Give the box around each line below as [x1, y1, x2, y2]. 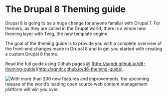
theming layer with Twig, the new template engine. [5, 30, 109, 36]
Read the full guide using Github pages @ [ [5, 60, 94, 66]
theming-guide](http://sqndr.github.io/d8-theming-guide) [5, 66, 123, 72]
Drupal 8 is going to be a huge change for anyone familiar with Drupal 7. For [5, 20, 161, 26]
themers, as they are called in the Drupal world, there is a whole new [5, 25, 146, 31]
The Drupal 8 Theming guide [5, 3, 126, 15]
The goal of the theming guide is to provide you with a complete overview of [5, 40, 162, 46]
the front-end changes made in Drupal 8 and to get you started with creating [5, 45, 163, 51]
